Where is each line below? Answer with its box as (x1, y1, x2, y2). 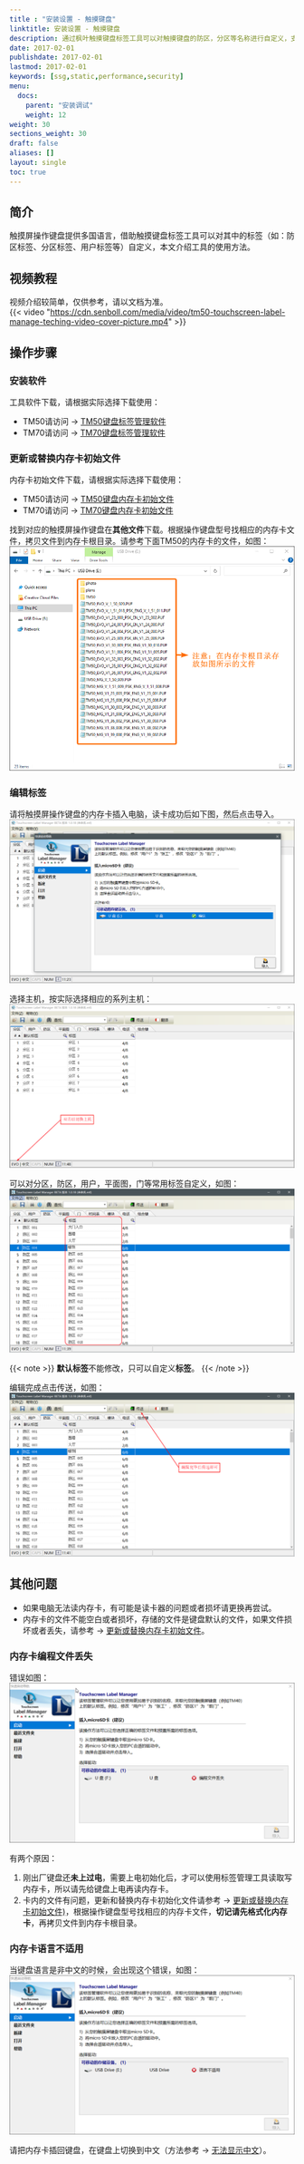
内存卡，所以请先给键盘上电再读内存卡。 (22, 1883, 174, 1894)
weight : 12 (25, 110, 67, 120)
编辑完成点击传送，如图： (9, 1383, 105, 1393)
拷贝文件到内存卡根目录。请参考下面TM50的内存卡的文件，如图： (24, 536, 270, 547)
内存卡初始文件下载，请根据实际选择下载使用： (9, 474, 184, 485)
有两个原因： (9, 1852, 57, 1863)
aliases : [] (9, 149, 54, 158)
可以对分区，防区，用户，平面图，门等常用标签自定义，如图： (9, 1179, 240, 1189)
